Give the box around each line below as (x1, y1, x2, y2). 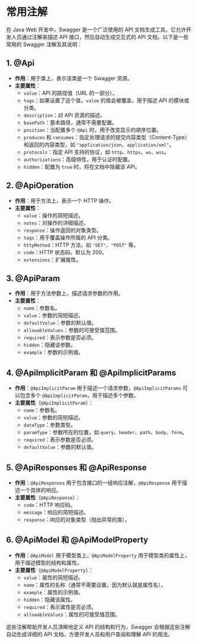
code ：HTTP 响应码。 (23, 501, 75, 508)
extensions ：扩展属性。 (23, 256, 81, 263)
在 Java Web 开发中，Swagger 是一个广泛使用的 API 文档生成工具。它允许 (6, 26, 187, 33)
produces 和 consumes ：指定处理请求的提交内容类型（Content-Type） (23, 133, 191, 140)
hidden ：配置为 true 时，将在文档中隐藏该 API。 (23, 163, 140, 170)
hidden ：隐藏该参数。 (23, 342, 76, 349)
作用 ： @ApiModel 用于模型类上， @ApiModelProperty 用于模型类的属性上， (14, 552, 190, 559)
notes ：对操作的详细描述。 (23, 219, 89, 226)
